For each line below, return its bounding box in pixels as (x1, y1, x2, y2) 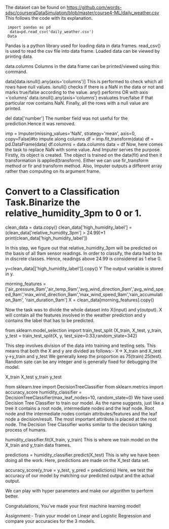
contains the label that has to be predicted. (5, 317, 95, 324)
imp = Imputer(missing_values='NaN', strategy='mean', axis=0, (5, 130, 136, 136)
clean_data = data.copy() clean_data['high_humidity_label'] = (5, 224, 133, 230)
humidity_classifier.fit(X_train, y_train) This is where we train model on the (5, 436, 158, 443)
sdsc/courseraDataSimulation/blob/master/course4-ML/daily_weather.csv (5, 10, 159, 16)
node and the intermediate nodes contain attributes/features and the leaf (5, 410, 157, 416)
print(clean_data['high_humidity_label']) (5, 235, 88, 241)
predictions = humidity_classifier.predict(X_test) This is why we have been (5, 451, 159, 458)
